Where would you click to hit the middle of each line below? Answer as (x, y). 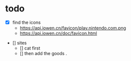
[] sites (19, 43)
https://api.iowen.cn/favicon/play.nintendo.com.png (73, 28)
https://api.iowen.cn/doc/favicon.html (58, 33)
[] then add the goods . (43, 53)
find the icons (26, 22)
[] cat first (30, 48)
